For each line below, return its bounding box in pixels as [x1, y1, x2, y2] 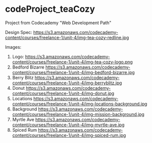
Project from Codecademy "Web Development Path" [5, 20, 112, 26]
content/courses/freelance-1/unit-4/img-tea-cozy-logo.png [12, 59, 133, 65]
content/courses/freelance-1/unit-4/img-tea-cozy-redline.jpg [5, 35, 129, 40]
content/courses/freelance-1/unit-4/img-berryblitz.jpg [12, 80, 122, 86]
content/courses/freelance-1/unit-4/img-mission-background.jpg [12, 111, 145, 117]
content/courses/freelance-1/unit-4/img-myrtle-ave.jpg [12, 122, 124, 128]
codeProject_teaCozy [5, 3, 95, 15]
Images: [5, 44, 22, 50]
